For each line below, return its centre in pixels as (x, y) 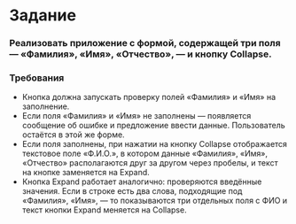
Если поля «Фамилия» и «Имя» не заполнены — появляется (136, 116)
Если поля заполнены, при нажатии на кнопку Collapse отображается (155, 144)
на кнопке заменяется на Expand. (86, 173)
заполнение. (46, 106)
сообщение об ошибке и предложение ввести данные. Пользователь (153, 126)
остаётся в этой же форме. (74, 135)
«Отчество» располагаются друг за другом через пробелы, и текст (150, 163)
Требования (37, 78)
